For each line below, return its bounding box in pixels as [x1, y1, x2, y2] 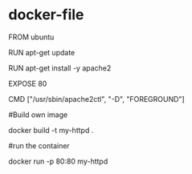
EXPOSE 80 [8, 79, 47, 88]
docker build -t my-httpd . [8, 125, 94, 135]
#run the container [8, 140, 70, 150]
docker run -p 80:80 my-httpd [8, 156, 108, 166]
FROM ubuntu [8, 32, 55, 42]
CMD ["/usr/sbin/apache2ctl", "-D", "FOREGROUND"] [8, 94, 185, 103]
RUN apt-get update [8, 47, 76, 57]
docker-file [8, 6, 84, 24]
